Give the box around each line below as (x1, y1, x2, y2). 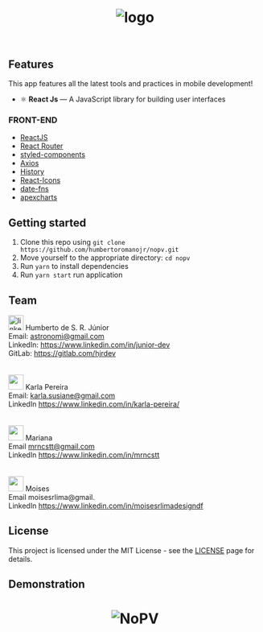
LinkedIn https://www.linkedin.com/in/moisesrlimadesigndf (8, 501, 203, 510)
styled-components (19, 150, 86, 159)
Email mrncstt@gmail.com (8, 441, 95, 451)
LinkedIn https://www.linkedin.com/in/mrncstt (8, 450, 160, 460)
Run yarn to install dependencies (19, 262, 129, 271)
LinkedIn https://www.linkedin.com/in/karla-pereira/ (8, 399, 180, 409)
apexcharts (19, 192, 58, 202)
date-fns (19, 184, 50, 194)
